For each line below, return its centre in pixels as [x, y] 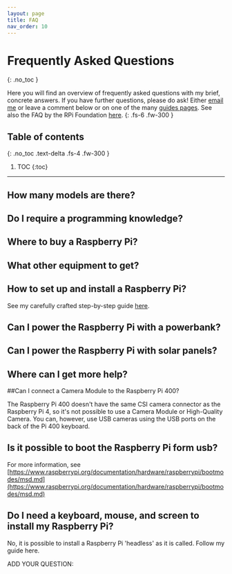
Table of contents [46, 136]
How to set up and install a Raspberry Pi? [97, 289]
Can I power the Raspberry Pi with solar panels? [112, 351]
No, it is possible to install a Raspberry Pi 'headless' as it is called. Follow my [116, 543]
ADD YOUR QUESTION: [40, 564]
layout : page [26, 13]
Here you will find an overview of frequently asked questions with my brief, [114, 93]
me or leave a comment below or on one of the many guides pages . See [110, 108]
